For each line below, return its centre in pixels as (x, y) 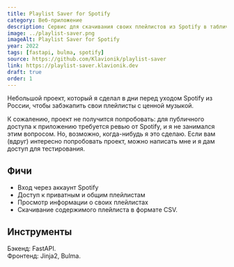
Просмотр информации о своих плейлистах (83, 202)
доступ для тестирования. (46, 149)
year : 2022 (23, 46)
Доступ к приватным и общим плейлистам (81, 195)
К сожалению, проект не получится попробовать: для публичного (106, 119)
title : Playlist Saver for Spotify (59, 14)
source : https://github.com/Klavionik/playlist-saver (87, 59)
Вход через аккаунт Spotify (58, 188)
